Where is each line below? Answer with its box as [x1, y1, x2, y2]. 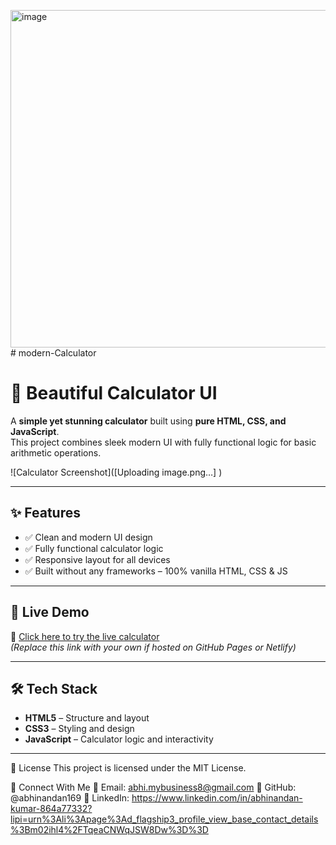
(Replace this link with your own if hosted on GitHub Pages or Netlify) [10, 641, 297, 653]
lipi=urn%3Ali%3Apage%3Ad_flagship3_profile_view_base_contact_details [10, 813, 319, 825]
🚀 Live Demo [10, 604, 90, 621]
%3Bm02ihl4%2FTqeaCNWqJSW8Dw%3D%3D [10, 824, 209, 836]
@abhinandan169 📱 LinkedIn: [10, 792, 130, 804]
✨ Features [10, 505, 81, 522]
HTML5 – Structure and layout [24, 712, 150, 724]
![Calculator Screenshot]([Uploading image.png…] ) [10, 466, 223, 478]
